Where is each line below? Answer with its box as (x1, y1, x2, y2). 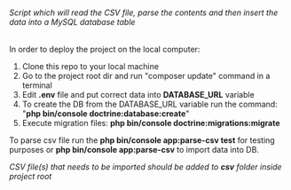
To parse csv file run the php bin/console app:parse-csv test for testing (9, 135, 275, 146)
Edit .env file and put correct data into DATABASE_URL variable (21, 90, 255, 100)
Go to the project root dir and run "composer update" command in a (21, 71, 271, 82)
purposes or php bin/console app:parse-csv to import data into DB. (9, 145, 260, 155)
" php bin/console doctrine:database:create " (21, 108, 190, 119)
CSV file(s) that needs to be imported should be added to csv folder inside (9, 162, 282, 172)
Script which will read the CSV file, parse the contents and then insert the (9, 7, 279, 18)
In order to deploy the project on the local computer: (9, 44, 201, 55)
